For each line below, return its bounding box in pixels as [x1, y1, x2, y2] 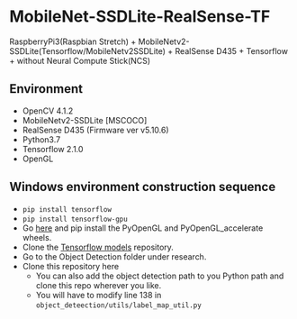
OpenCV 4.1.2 [22, 105, 74, 116]
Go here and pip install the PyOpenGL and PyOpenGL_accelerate [22, 223, 264, 233]
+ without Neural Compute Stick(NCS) [9, 55, 151, 66]
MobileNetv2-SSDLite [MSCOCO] [22, 114, 148, 125]
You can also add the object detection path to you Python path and [35, 270, 284, 281]
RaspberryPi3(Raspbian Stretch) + [9, 36, 137, 47]
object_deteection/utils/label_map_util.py [35, 300, 202, 310]
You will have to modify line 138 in [35, 289, 162, 300]
